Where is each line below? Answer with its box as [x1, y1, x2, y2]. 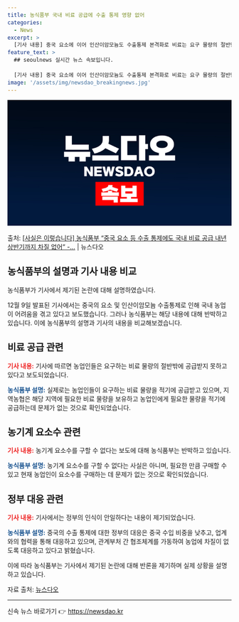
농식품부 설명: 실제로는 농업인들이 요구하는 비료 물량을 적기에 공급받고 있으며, [7, 385, 222, 394]
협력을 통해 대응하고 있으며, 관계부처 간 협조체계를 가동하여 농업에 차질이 [20, 537, 222, 546]
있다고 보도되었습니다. [7, 370, 69, 379]
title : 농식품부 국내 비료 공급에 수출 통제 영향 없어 [7, 11, 145, 18]
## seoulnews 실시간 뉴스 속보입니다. [14, 57, 114, 64]
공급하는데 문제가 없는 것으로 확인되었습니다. [7, 403, 132, 412]
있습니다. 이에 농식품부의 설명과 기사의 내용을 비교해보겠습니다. [7, 318, 183, 327]
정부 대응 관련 [7, 493, 64, 505]
